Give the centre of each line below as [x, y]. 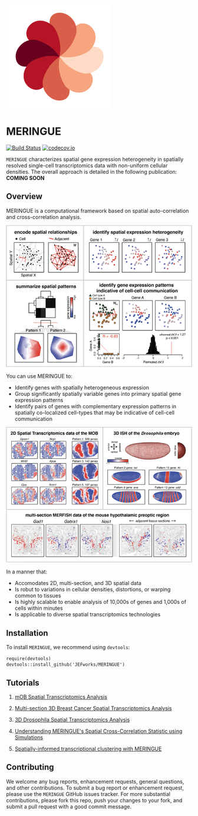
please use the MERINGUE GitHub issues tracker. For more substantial [88, 794]
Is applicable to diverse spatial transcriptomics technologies [88, 615]
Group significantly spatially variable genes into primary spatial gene [98, 394]
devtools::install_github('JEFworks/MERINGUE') [66, 665]
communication [34, 419]
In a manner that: [27, 572]
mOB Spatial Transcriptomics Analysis [61, 696]
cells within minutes [39, 608]
